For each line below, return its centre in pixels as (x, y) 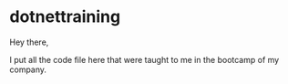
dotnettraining (65, 17)
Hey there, (29, 42)
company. (28, 69)
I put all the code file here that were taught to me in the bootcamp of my (144, 59)
